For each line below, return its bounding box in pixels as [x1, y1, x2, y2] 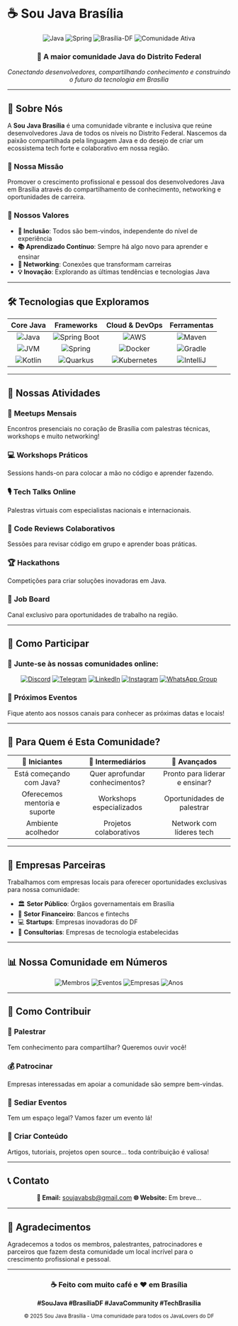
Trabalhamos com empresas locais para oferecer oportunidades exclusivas [7, 878, 227, 886]
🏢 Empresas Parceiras [7, 859, 106, 871]
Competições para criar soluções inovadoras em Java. [7, 576, 166, 585]
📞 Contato [7, 1175, 50, 1187]
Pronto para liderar [162, 769, 225, 779]
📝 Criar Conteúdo [7, 1132, 69, 1142]
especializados [92, 803, 143, 813]
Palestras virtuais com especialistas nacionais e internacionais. [7, 506, 191, 514]
